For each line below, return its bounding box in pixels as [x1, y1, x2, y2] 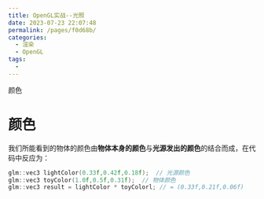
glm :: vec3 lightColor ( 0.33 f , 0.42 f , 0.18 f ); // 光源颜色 [8, 168, 190, 177]
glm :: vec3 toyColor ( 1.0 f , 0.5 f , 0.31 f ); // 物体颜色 [8, 176, 177, 184]
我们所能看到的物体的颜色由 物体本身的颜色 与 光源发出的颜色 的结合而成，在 [8, 143, 249, 153]
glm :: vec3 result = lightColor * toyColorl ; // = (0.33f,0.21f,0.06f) [8, 183, 244, 191]
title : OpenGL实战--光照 [8, 11, 85, 20]
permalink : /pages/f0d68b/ [8, 26, 97, 34]
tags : [8, 56, 26, 64]
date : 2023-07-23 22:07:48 [8, 19, 97, 27]
